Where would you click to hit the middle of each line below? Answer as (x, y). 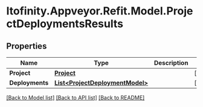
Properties (27, 46)
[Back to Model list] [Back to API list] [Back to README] (76, 98)
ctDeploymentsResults (65, 24)
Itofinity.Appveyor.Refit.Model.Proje (100, 11)
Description (171, 63)
